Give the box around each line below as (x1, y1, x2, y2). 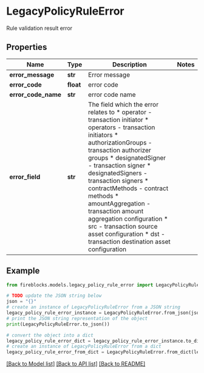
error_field (9, 172, 41, 181)
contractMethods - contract (87, 184, 169, 193)
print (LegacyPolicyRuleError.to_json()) (6, 321, 110, 327)
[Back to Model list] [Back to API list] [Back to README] (6, 360, 146, 368)
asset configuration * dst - (87, 230, 165, 238)
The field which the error (87, 100, 159, 108)
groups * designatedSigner (87, 154, 166, 162)
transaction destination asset (87, 237, 171, 246)
